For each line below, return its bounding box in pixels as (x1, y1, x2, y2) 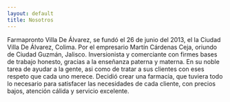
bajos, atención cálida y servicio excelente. (7, 87, 129, 95)
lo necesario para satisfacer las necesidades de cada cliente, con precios (7, 79, 216, 88)
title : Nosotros (7, 17, 54, 23)
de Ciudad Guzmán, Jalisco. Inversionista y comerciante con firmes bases (7, 50, 218, 59)
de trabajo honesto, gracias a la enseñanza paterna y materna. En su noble (7, 57, 220, 65)
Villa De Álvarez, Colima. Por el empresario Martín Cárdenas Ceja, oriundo (7, 43, 218, 51)
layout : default (7, 10, 54, 17)
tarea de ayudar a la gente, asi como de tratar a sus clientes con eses (7, 65, 205, 73)
